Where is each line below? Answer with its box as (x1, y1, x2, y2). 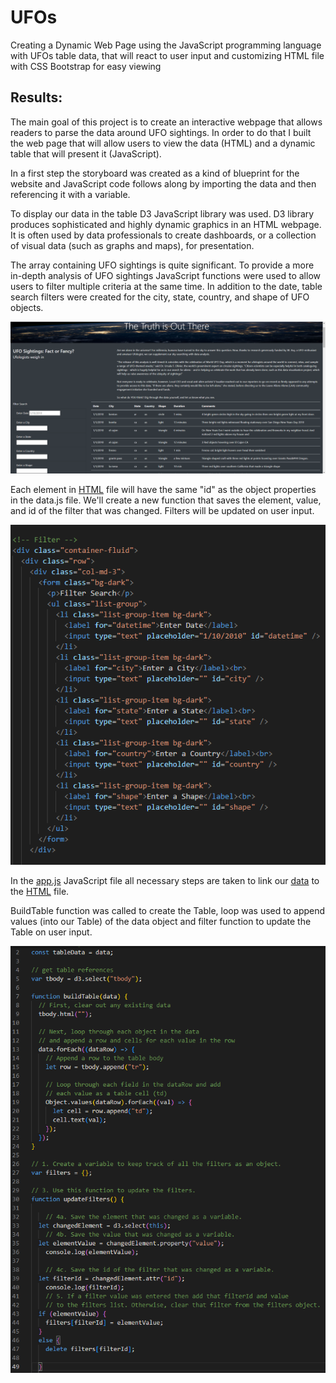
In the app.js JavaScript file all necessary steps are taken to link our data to (10, 875, 320, 887)
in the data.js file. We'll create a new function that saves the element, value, (10, 494, 322, 506)
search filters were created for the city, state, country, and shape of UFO (10, 291, 310, 303)
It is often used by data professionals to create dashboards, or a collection (10, 229, 317, 241)
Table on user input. (10, 926, 93, 938)
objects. (10, 301, 44, 313)
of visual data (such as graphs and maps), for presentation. (10, 239, 255, 251)
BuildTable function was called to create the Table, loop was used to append (10, 905, 326, 917)
